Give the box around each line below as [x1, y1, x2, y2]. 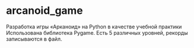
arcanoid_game [6, 4, 83, 17]
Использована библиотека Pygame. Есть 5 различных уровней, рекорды [6, 29, 188, 36]
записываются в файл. [6, 35, 63, 42]
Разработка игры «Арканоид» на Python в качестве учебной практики [6, 23, 182, 30]
